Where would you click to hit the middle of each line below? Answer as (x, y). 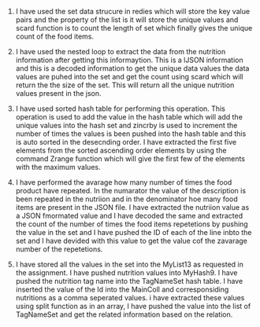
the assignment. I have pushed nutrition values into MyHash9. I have (126, 273)
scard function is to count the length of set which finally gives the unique (134, 28)
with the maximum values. (58, 167)
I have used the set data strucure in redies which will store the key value (133, 11)
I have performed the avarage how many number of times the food (124, 182)
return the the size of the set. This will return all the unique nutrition (125, 85)
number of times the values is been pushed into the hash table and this (131, 134)
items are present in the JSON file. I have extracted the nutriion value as (132, 207)
